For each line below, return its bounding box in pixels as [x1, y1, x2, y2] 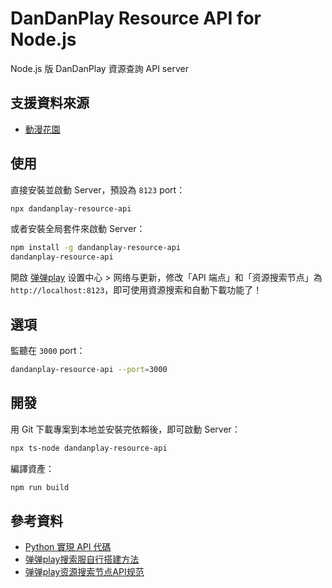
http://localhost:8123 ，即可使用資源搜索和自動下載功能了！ [10, 284, 263, 296]
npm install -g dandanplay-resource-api [10, 243, 182, 253]
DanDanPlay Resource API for [10, 7, 262, 30]
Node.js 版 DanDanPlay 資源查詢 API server [10, 62, 189, 74]
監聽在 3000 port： [10, 345, 86, 356]
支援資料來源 [10, 95, 90, 112]
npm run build [10, 482, 70, 492]
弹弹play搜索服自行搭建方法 [24, 553, 140, 566]
